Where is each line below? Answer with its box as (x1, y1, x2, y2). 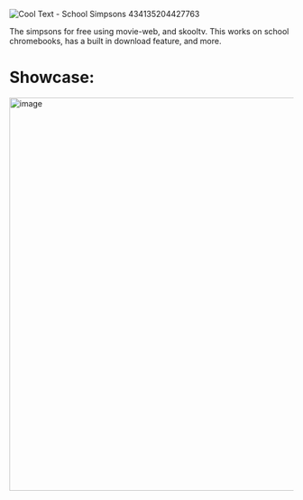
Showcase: (9, 68, 95, 88)
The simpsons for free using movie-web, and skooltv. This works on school (9, 26, 289, 36)
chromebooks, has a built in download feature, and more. (9, 36, 222, 46)
